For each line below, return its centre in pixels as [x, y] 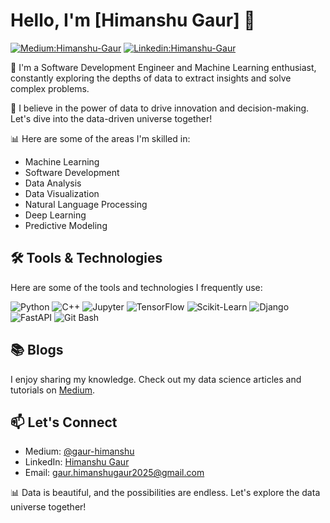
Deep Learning [55, 215]
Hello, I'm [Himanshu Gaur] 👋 [133, 20]
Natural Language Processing [86, 204]
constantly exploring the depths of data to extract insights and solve [151, 78]
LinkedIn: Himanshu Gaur [77, 462]
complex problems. [50, 88]
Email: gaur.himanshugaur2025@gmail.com [114, 473]
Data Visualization [62, 193]
